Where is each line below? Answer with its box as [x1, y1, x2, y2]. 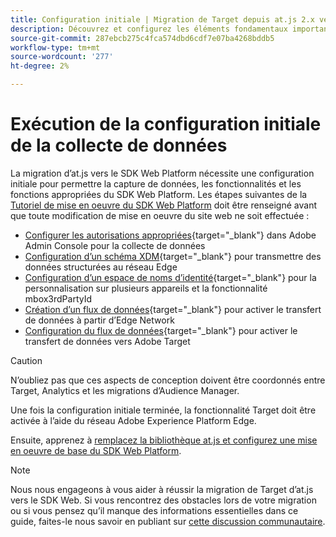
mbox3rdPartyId [24, 292, 93, 305]
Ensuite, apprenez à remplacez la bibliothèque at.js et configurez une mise [10, 434, 318, 446]
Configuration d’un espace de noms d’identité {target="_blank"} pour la [24, 271, 317, 283]
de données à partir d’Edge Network [24, 314, 175, 326]
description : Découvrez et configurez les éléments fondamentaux [10, 24, 288, 34]
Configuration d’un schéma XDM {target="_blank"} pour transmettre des [24, 250, 322, 262]
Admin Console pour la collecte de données [24, 239, 206, 251]
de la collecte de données [10, 134, 228, 157]
